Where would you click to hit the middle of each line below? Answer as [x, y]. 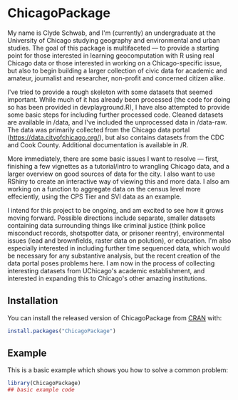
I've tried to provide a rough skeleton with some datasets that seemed [110, 92]
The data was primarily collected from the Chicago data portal [99, 130]
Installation [33, 301]
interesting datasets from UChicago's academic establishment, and [106, 270]
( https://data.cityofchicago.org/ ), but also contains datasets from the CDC [116, 137]
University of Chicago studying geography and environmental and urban [114, 40]
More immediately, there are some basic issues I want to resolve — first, [113, 159]
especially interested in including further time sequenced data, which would [119, 248]
